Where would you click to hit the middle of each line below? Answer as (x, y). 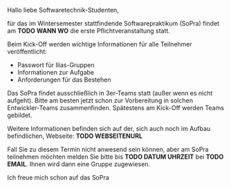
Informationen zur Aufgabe (56, 72)
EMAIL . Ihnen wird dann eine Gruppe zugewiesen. (79, 164)
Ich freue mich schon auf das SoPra (58, 177)
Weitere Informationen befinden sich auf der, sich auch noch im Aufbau (109, 128)
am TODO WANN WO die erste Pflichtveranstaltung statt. (89, 31)
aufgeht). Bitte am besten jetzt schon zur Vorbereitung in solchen (100, 100)
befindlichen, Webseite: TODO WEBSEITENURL (75, 136)
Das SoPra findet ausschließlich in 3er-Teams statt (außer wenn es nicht (110, 93)
